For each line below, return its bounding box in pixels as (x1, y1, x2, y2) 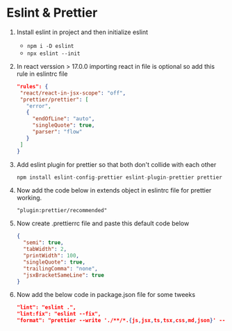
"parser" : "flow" (32, 129, 83, 136)
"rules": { (16, 83, 49, 90)
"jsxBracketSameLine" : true (23, 271, 105, 279)
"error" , (26, 102, 51, 109)
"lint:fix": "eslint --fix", (16, 311, 101, 318)
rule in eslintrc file (16, 70, 68, 78)
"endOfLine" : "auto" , (32, 115, 95, 122)
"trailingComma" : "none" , (23, 265, 98, 272)
